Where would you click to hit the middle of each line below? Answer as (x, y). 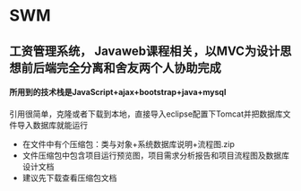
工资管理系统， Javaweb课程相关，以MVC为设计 (145, 51)
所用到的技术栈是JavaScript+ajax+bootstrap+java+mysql (118, 92)
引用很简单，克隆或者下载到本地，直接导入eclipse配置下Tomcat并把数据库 (146, 114)
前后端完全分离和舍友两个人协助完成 (121, 68)
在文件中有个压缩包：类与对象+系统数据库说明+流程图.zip (129, 143)
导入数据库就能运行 (52, 125)
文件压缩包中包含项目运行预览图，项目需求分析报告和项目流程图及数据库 (155, 155)
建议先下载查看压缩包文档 (69, 178)
